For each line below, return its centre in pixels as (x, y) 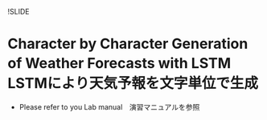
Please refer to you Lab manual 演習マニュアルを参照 (109, 106)
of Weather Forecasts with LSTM (119, 64)
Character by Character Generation (128, 44)
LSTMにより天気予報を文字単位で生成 (133, 84)
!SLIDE (18, 12)
